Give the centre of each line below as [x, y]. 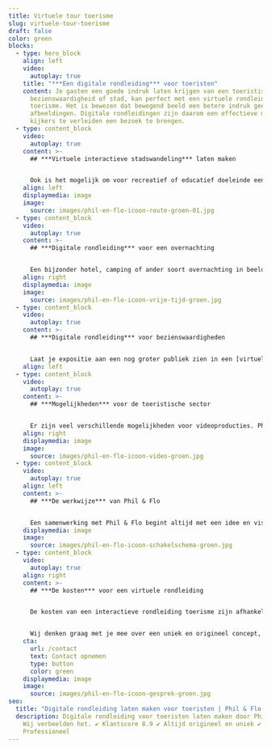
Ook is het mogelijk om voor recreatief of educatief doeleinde [140, 180]
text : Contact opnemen [68, 656]
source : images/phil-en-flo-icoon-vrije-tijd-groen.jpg [125, 300]
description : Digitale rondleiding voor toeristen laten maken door [133, 716]
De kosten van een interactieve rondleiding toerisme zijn [131, 612]
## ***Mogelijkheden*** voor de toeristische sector [120, 404]
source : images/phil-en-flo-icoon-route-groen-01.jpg [122, 210]
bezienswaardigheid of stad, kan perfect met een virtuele [131, 99]
